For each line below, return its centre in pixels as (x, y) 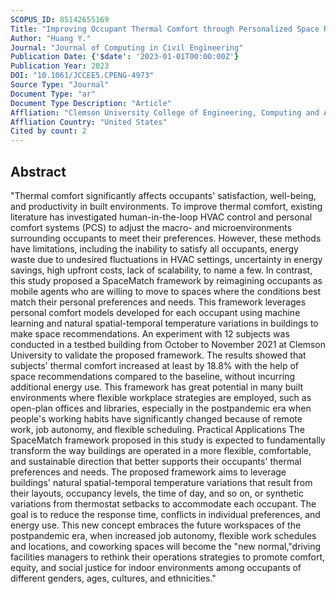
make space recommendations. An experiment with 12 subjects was (150, 333)
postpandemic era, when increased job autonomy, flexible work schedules (163, 535)
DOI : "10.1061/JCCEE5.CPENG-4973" (82, 76)
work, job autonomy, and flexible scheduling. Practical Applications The (157, 429)
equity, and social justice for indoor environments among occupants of (156, 567)
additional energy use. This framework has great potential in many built (157, 387)
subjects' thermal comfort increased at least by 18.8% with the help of (155, 365)
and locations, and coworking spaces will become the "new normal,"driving (166, 546)
